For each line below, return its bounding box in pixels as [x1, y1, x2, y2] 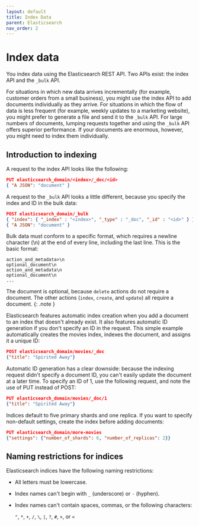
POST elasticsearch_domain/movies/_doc [6, 348, 105, 355]
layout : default [6, 8, 46, 15]
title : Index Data [6, 14, 52, 20]
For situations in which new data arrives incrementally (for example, [6, 88, 172, 96]
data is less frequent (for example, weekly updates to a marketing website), [6, 107, 190, 115]
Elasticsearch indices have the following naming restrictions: [6, 467, 154, 474]
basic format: [6, 245, 38, 252]
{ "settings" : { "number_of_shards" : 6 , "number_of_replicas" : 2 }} [6, 435, 171, 441]
